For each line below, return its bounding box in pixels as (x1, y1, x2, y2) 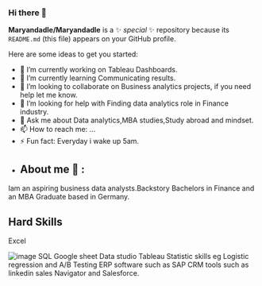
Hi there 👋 (8, 7, 48, 18)
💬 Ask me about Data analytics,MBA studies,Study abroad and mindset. (19, 115, 254, 126)
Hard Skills (8, 214, 63, 229)
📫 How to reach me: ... (19, 125, 96, 134)
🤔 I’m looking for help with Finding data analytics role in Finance (19, 99, 229, 108)
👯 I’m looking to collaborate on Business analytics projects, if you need (19, 82, 252, 91)
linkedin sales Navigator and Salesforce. (8, 268, 140, 277)
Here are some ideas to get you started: (8, 49, 139, 59)
